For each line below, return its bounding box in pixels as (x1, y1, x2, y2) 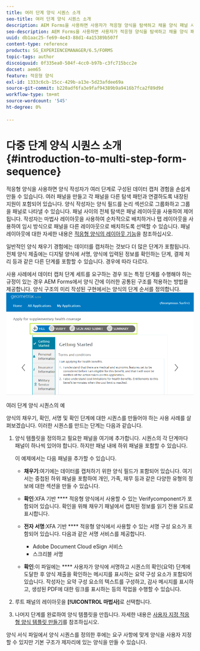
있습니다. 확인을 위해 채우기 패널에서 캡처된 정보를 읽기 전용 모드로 (39, 502, 194, 509)
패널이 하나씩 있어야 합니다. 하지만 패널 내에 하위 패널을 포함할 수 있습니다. (14, 442, 188, 449)
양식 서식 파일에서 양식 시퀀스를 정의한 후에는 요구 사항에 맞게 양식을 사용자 (6, 631, 181, 638)
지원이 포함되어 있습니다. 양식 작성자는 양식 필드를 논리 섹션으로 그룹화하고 (6, 200, 180, 207)
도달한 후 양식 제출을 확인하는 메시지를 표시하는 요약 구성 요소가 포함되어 (23, 570, 192, 577)
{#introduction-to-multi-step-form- (6, 152, 187, 166)
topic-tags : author (6, 54, 55, 60)
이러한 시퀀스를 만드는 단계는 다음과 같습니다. (37, 421, 143, 429)
